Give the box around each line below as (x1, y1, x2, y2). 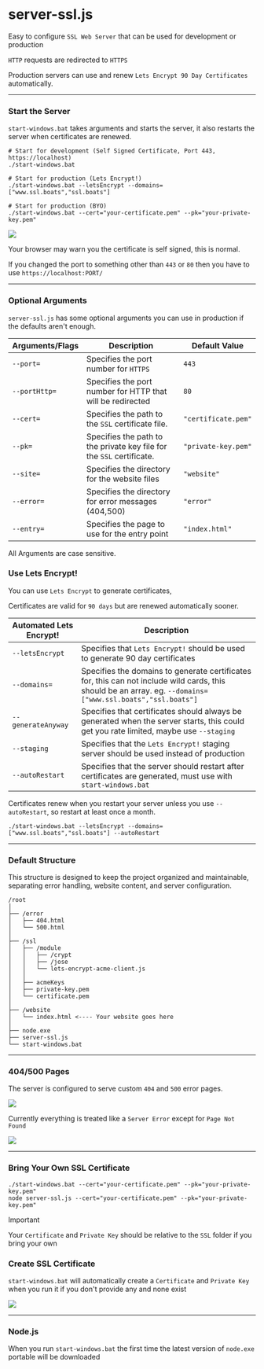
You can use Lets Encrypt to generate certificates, (8, 586, 172, 595)
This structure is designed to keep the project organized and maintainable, (8, 873, 249, 882)
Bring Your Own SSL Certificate (8, 1162, 130, 1173)
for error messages (86, 495, 157, 506)
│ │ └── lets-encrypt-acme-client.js (8, 965, 146, 973)
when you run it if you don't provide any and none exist (8, 1284, 187, 1294)
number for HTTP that (86, 385, 167, 396)
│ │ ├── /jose (8, 958, 68, 966)
